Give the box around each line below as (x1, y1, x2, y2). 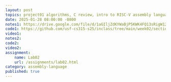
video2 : (5, 45, 22, 50)
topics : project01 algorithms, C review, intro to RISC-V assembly (5, 12, 152, 17)
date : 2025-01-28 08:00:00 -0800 (5, 17, 76, 22)
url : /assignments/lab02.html (14, 60, 79, 65)
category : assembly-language (5, 64, 67, 69)
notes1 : (5, 21, 22, 27)
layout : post (5, 7, 33, 13)
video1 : (5, 31, 22, 36)
